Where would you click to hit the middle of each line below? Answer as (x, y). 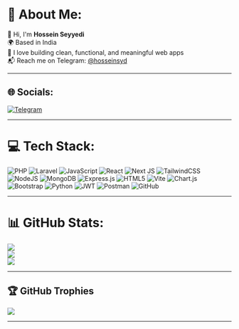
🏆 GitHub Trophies (51, 291)
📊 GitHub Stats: (56, 223)
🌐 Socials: (31, 92)
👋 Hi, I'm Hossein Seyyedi (46, 34)
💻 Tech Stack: (51, 146)
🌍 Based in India (32, 42)
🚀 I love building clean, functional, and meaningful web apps (96, 52)
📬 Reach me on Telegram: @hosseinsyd (68, 61)
